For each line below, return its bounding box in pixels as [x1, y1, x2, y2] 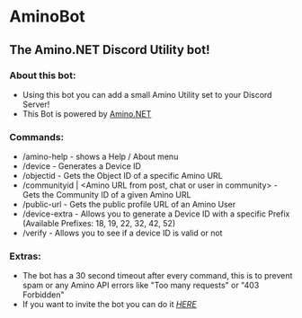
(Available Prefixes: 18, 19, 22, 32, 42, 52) [22, 218, 176, 229]
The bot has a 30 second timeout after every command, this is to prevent [22, 270, 293, 281]
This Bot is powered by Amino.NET [22, 108, 152, 119]
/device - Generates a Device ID [22, 161, 142, 172]
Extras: [9, 250, 42, 262]
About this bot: [9, 69, 76, 82]
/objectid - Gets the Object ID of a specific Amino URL [22, 171, 223, 181]
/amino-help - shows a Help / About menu [22, 151, 179, 163]
